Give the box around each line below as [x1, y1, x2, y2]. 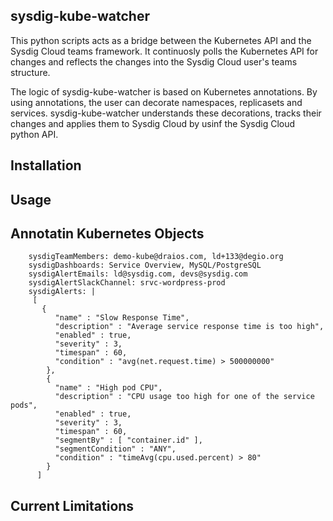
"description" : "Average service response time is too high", [54, 322, 325, 332]
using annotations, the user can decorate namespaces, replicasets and [10, 96, 303, 108]
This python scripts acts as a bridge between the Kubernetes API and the [10, 34, 312, 46]
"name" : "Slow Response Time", [54, 313, 190, 323]
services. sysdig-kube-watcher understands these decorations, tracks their [10, 107, 322, 119]
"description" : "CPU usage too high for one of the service [54, 392, 315, 402]
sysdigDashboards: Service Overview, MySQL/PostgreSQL [28, 260, 262, 271]
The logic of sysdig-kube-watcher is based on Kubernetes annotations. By [10, 85, 318, 98]
